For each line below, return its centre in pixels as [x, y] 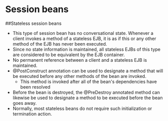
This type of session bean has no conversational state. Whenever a [83, 33]
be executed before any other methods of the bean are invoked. [79, 76]
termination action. [32, 114]
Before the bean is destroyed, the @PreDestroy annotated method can [86, 92]
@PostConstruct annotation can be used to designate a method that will [88, 71]
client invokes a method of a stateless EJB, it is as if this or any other [84, 38]
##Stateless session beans [33, 23]
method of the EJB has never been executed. [60, 44]
